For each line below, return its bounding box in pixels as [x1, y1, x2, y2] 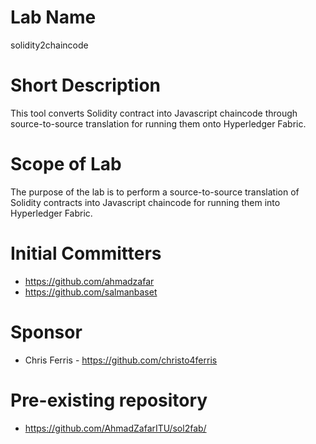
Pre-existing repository [10, 389, 208, 411]
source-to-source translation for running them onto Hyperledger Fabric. [10, 117, 307, 130]
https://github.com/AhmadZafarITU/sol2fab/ [24, 422, 207, 434]
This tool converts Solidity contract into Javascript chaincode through [10, 107, 298, 119]
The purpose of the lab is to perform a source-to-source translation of [10, 186, 300, 198]
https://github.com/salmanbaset [24, 286, 158, 298]
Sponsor [10, 321, 83, 343]
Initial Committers [10, 242, 162, 265]
